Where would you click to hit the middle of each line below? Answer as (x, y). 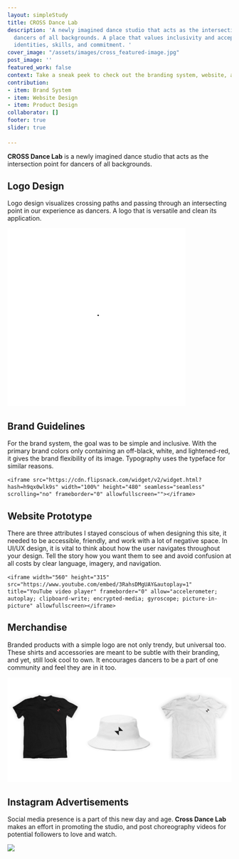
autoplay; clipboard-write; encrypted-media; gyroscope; (94, 599)
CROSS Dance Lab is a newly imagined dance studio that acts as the (108, 156)
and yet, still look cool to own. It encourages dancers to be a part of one (113, 660)
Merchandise (37, 627)
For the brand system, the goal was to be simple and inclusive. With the (112, 443)
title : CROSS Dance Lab (43, 22)
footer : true (27, 120)
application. (25, 218)
